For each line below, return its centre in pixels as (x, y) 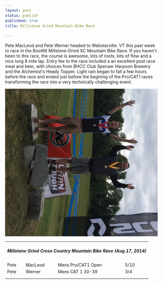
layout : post (18, 10)
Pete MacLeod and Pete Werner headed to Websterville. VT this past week (80, 46)
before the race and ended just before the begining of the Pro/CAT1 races (79, 77)
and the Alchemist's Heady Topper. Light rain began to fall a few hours (76, 71)
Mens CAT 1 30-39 (78, 272)
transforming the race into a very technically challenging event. (69, 82)
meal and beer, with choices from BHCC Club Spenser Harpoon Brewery (78, 67)
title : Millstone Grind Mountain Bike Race (50, 26)
